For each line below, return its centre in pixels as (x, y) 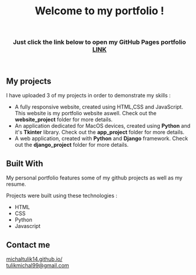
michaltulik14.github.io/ (34, 259)
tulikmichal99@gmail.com (38, 265)
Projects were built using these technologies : (62, 196)
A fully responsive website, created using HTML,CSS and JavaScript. (99, 107)
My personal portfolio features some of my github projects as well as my (94, 178)
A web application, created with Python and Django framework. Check (101, 138)
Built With (25, 164)
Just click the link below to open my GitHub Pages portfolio (99, 42)
